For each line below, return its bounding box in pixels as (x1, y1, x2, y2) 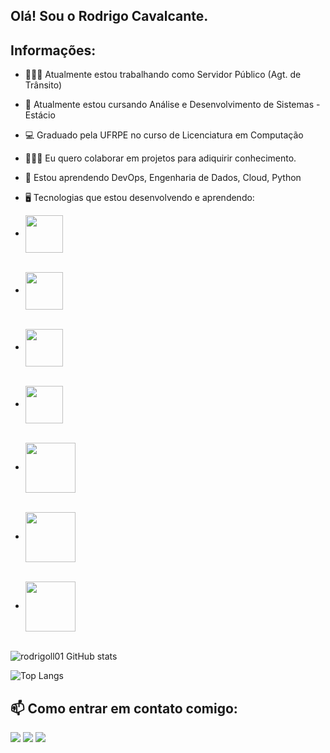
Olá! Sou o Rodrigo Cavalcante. (10, 8, 209, 25)
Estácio (24, 109, 56, 121)
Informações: (10, 42, 97, 59)
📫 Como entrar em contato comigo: (10, 700, 238, 717)
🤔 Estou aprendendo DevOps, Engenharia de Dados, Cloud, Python (24, 172, 302, 184)
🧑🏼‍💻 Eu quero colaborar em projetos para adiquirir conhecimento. (24, 152, 297, 164)
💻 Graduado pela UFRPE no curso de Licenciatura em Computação (24, 129, 304, 141)
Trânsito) (24, 79, 63, 91)
